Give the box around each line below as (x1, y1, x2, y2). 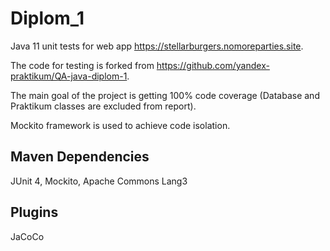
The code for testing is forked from (10, 59, 155, 71)
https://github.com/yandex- (156, 59, 270, 71)
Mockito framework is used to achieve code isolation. (10, 119, 231, 131)
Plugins (10, 204, 59, 221)
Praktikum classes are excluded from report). (10, 100, 197, 112)
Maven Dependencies (10, 148, 150, 166)
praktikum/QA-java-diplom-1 (10, 70, 128, 82)
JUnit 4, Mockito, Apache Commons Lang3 (10, 175, 188, 187)
